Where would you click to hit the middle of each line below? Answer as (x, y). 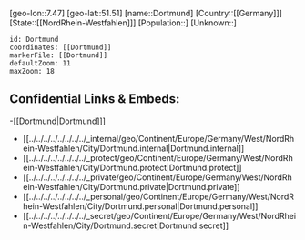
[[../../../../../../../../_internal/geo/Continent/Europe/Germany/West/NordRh (158, 138)
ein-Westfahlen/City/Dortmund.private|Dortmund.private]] (131, 186)
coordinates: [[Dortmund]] (61, 47)
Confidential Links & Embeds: (95, 99)
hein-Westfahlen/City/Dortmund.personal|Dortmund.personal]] (140, 206)
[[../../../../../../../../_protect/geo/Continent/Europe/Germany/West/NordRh (158, 157)
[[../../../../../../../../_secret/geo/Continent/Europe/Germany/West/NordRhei (159, 215)
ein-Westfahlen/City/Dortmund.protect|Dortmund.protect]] (132, 167)
